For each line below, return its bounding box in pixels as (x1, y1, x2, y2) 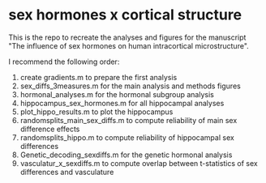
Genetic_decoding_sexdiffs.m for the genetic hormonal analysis (19, 150, 233, 160)
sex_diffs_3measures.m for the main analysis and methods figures (19, 81, 241, 91)
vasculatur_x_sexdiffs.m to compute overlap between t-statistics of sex (19, 158, 258, 168)
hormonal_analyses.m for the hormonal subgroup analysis (19, 89, 215, 99)
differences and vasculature (19, 167, 114, 177)
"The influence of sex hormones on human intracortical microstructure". (8, 40, 249, 50)
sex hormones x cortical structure (8, 6, 242, 24)
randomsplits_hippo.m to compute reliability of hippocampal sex (19, 132, 235, 143)
